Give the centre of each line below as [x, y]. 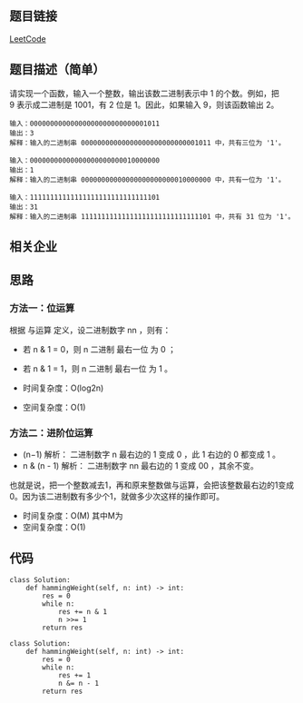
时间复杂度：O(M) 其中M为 [73, 515]
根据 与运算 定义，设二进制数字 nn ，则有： [90, 330]
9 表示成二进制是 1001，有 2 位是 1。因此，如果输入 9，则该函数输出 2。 [144, 104]
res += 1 [74, 675]
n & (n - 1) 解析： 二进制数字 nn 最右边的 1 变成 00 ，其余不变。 [140, 465]
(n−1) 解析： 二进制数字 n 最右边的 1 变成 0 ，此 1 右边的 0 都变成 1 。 [151, 454]
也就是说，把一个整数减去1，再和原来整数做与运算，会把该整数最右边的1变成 [152, 485]
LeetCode [28, 38]
